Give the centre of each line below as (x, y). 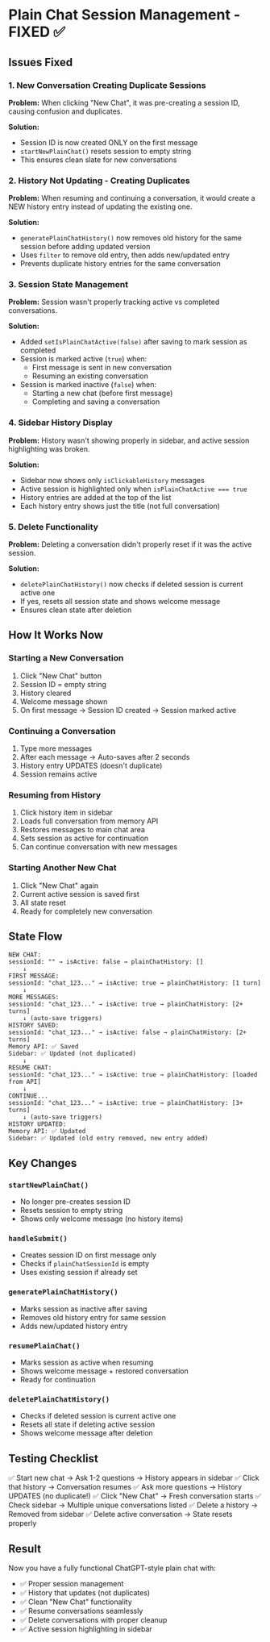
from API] (25, 1082)
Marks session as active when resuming (87, 1363)
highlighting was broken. (49, 448)
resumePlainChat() (44, 1346)
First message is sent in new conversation (102, 368)
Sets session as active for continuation (84, 838)
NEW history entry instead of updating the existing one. (100, 206)
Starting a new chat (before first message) (102, 394)
